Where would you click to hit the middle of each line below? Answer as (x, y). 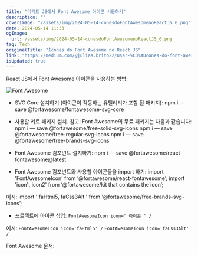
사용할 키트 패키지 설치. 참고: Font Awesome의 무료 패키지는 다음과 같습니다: (103, 121)
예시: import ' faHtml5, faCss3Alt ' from (53, 197)
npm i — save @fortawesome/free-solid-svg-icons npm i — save (93, 128)
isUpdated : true (26, 61)
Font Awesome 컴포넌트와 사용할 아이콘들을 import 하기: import (89, 171)
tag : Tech (18, 45)
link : (13, 55)
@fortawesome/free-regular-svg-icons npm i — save (79, 134)
